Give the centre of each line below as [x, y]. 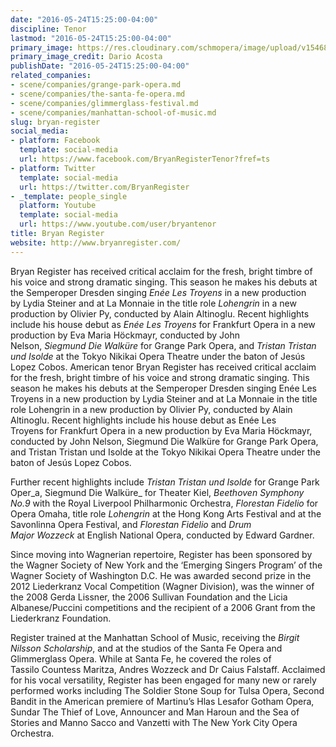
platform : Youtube [58, 206]
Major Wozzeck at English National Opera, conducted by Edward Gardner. [162, 535]
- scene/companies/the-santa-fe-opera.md [98, 94]
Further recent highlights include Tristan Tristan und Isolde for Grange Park [165, 482]
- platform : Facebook [55, 141]
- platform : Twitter [53, 168]
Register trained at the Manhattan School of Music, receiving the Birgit [155, 637]
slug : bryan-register [55, 122]
